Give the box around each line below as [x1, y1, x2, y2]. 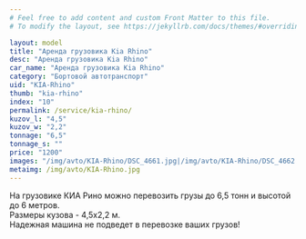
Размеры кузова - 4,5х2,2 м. [9, 209, 121, 220]
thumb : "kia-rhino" [9, 88, 84, 98]
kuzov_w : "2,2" [9, 123, 67, 132]
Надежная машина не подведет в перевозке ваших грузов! [9, 219, 240, 230]
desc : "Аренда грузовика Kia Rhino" [9, 55, 148, 65]
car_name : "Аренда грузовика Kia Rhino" [9, 64, 166, 73]
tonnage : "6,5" [9, 131, 67, 141]
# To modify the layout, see [9, 22, 120, 31]
